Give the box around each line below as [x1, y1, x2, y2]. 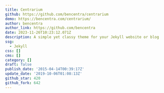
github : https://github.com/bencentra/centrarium [5, 12, 109, 17]
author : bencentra [5, 21, 43, 26]
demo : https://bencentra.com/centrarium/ [5, 16, 91, 21]
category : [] [5, 58, 32, 62]
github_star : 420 [5, 76, 41, 81]
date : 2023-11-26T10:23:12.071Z [5, 30, 71, 35]
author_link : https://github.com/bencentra [5, 26, 96, 31]
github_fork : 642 [5, 80, 41, 85]
